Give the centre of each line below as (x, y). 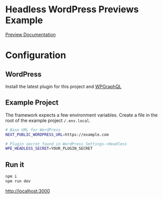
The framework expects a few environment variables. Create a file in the (81, 115)
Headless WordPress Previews (72, 9)
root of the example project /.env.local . (48, 120)
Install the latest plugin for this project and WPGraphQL (64, 86)
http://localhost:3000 (28, 191)
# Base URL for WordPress (33, 130)
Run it (15, 164)
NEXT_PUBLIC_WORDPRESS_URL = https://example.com (57, 134)
